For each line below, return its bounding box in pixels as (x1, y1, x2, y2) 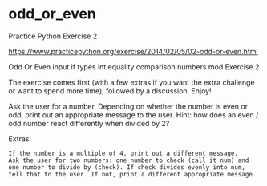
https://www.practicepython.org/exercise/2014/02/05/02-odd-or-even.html (8, 46, 258, 56)
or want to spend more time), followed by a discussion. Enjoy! (8, 85, 212, 96)
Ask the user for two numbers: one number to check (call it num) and (8, 156, 249, 164)
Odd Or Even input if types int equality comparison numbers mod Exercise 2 (8, 61, 260, 72)
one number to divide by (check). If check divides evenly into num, (8, 163, 246, 172)
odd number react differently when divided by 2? (8, 118, 170, 128)
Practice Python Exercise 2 (8, 31, 98, 41)
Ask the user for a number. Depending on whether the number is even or (8, 101, 249, 111)
